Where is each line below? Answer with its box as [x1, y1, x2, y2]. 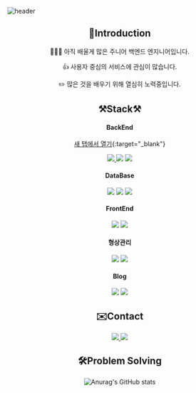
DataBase [105, 171, 135, 180]
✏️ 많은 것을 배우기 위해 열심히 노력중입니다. [58, 79, 181, 88]
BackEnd [106, 123, 133, 131]
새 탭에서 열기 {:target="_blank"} [73, 140, 166, 148]
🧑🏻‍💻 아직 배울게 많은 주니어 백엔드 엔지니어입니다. [49, 47, 190, 56]
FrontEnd [105, 204, 134, 213]
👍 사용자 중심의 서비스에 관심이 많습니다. [62, 62, 177, 71]
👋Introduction [88, 27, 151, 39]
